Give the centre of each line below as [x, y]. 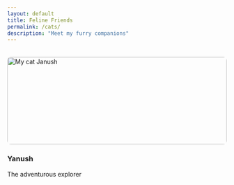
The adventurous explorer [45, 174]
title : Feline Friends [40, 20]
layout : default [31, 14]
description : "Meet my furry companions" [68, 33]
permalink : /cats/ [34, 27]
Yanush [20, 159]
